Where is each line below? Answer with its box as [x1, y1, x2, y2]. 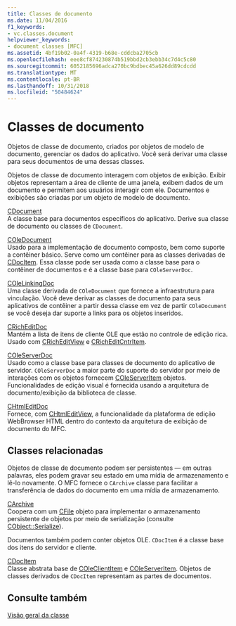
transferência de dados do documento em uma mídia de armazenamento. [7, 486, 220, 494]
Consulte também [7, 592, 88, 604]
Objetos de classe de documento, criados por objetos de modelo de [7, 142, 204, 151]
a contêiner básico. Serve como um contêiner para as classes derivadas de [7, 250, 225, 259]
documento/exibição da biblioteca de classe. [7, 388, 137, 397]
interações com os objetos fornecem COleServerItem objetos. [7, 373, 187, 382]
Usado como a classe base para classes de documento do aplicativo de [7, 359, 216, 367]
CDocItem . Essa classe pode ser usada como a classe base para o [7, 258, 200, 267]
